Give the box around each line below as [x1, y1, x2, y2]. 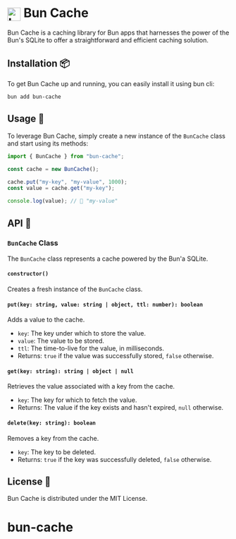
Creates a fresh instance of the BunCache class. [7, 285, 143, 294]
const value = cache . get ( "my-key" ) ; [7, 185, 115, 192]
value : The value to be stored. [17, 337, 104, 345]
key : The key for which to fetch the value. [17, 396, 137, 404]
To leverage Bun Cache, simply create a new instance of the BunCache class [7, 131, 225, 140]
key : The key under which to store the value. [17, 329, 147, 338]
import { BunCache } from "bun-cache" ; [7, 153, 125, 160]
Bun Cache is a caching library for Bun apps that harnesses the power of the [7, 28, 230, 37]
